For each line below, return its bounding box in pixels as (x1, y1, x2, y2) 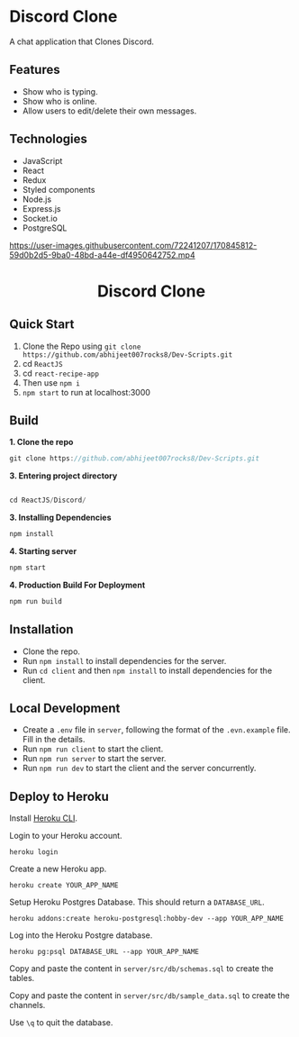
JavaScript (22, 155, 63, 166)
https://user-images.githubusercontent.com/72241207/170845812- (9, 240, 258, 250)
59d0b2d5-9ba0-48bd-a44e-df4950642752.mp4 (9, 250, 195, 260)
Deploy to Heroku (9, 788, 110, 804)
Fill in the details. (22, 734, 86, 745)
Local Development (9, 700, 121, 715)
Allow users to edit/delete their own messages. (22, 105, 197, 116)
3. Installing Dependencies (9, 512, 112, 523)
